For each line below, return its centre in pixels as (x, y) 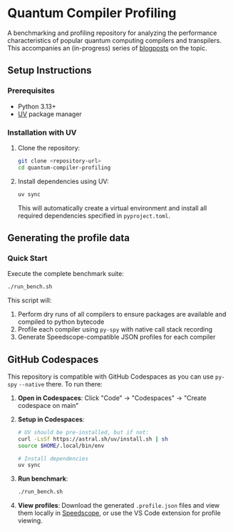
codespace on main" (48, 405)
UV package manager (50, 114)
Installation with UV (42, 132)
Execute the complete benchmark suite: (66, 274)
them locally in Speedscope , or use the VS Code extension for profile (119, 513)
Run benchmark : (43, 479)
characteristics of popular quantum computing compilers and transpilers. (115, 40)
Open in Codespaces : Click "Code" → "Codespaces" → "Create (112, 398)
